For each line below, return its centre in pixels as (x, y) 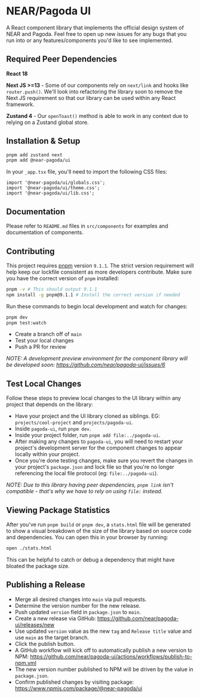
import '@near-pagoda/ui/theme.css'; (53, 188)
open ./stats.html (29, 548)
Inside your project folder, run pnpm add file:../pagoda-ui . (87, 435)
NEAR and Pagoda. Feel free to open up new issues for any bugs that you (96, 34)
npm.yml (26, 663)
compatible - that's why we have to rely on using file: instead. (84, 491)
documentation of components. (45, 232)
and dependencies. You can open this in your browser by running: (87, 538)
